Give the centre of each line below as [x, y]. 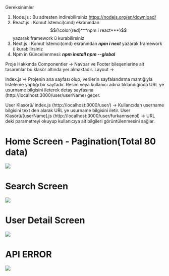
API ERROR [29, 254]
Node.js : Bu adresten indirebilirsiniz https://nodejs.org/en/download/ [84, 17]
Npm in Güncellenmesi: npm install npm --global [64, 54]
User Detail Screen [45, 220]
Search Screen [37, 186]
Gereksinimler [20, 7]
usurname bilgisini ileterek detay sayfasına [49, 90]
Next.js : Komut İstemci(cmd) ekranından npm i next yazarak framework [87, 43]
